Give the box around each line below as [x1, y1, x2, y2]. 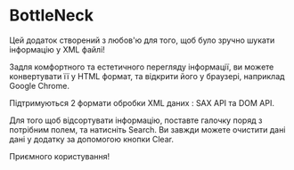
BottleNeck [9, 5, 94, 26]
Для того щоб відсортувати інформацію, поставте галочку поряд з [9, 115, 263, 125]
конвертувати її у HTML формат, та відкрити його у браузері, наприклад [9, 70, 285, 81]
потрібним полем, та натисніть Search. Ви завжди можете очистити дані [9, 124, 286, 134]
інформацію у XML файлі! [9, 44, 105, 54]
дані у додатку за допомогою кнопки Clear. [9, 134, 174, 144]
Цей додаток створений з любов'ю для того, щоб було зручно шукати [9, 35, 275, 45]
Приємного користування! [9, 150, 110, 161]
